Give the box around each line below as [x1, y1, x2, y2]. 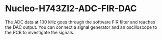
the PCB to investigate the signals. [5, 29, 75, 35]
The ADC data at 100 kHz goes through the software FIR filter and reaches [5, 19, 156, 25]
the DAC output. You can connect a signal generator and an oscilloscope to [5, 24, 157, 30]
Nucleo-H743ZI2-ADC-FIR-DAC [5, 3, 137, 14]
